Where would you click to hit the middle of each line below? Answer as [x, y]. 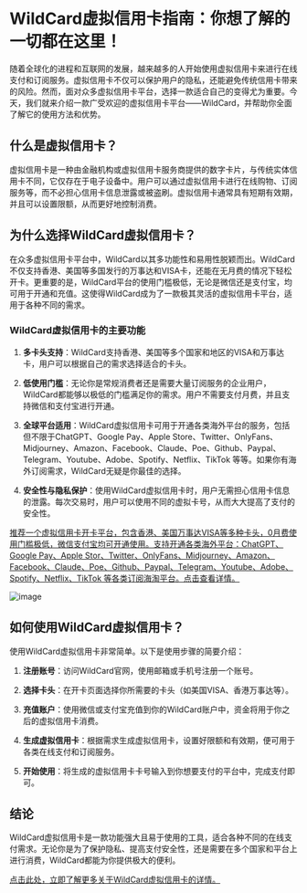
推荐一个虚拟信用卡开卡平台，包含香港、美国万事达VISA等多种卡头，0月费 [149, 532]
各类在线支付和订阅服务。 [71, 751]
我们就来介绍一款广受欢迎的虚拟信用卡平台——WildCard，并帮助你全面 [159, 102]
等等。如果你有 [261, 459]
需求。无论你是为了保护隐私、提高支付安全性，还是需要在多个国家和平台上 [157, 849]
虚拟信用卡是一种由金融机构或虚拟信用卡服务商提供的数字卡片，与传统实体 [149, 169]
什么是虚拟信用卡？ [64, 146]
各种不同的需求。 [57, 305]
